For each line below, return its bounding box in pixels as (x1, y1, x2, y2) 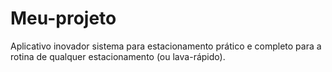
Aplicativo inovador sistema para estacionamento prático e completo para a (10, 40, 322, 52)
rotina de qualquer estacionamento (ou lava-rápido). (10, 50, 226, 62)
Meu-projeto (10, 7, 117, 30)
